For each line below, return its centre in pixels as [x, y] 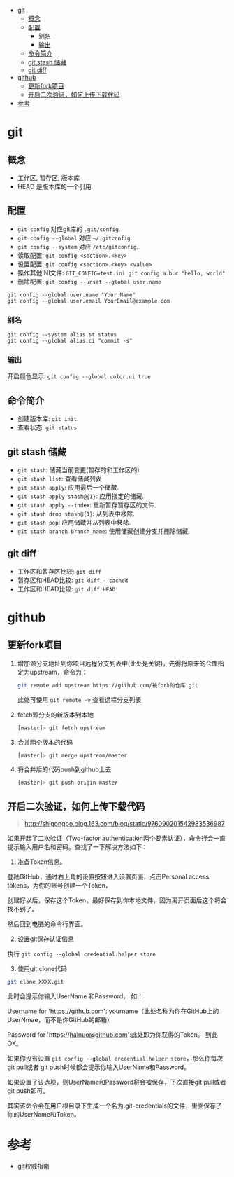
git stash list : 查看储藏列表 [60, 479]
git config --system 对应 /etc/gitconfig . [78, 246]
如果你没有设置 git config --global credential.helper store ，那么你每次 [115, 1059]
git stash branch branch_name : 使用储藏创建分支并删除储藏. [104, 531]
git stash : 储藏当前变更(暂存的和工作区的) [78, 470]
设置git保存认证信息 [46, 939]
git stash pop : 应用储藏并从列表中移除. [74, 523]
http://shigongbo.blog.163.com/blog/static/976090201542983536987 [124, 824]
